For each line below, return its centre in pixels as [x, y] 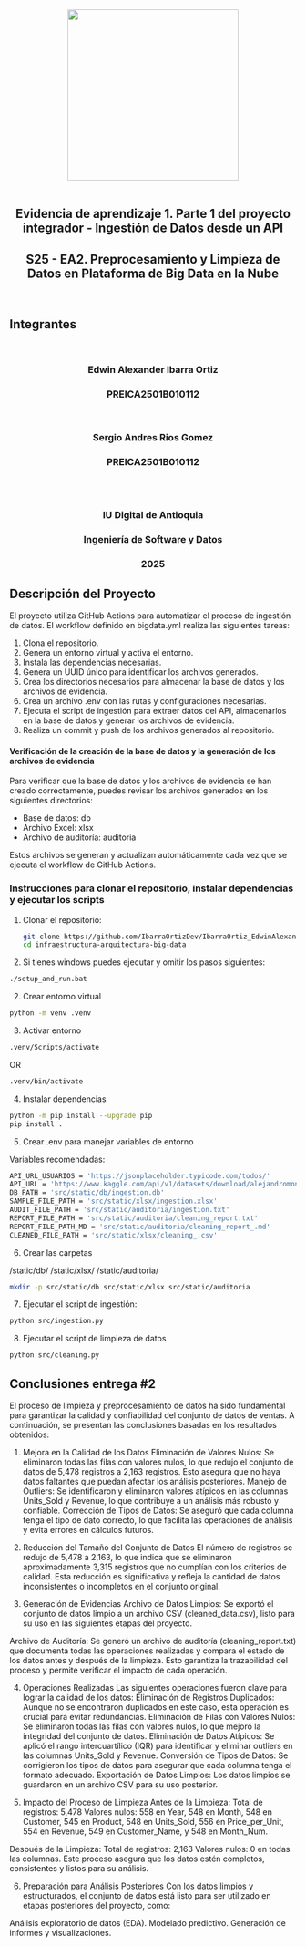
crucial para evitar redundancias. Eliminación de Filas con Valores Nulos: [159, 1716]
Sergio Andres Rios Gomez [153, 438]
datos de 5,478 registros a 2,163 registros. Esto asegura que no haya [151, 1471]
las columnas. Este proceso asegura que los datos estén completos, [138, 1859]
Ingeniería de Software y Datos [153, 540]
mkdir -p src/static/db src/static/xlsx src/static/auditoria [130, 1287]
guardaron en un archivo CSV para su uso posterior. [120, 1784]
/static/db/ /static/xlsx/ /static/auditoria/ [84, 1270]
